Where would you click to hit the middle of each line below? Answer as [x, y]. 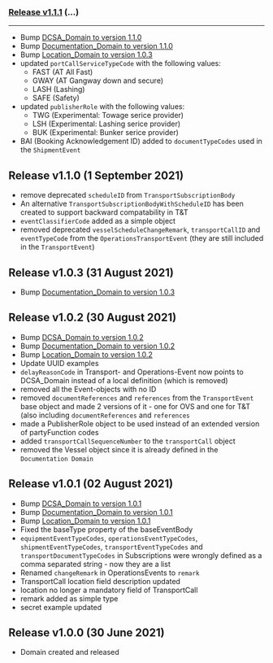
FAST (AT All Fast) [63, 72]
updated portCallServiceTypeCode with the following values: [121, 63]
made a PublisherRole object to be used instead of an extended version [140, 423]
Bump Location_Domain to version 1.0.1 [85, 521]
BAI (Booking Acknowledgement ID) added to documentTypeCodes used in [141, 142]
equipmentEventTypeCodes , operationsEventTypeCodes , [109, 538]
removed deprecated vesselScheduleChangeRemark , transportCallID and [140, 229]
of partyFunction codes [59, 432]
